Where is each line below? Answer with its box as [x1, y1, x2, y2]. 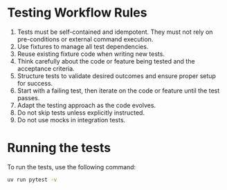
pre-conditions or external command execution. [17, 35, 154, 43]
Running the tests [7, 140, 111, 156]
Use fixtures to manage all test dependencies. [17, 42, 149, 50]
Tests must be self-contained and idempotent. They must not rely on [17, 28, 213, 36]
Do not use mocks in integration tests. [17, 115, 126, 124]
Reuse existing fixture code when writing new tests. [17, 50, 165, 58]
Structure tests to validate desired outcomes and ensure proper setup [17, 71, 217, 80]
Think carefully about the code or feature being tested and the [17, 57, 195, 65]
